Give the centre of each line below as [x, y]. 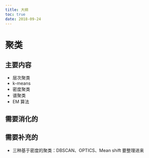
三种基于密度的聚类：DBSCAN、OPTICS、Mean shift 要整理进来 [78, 150]
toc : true [15, 14]
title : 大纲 [17, 10]
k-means [21, 83]
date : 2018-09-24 [23, 19]
